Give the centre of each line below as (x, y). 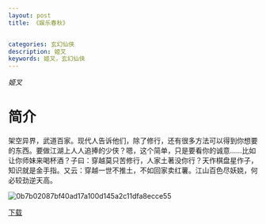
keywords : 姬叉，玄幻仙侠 (47, 59)
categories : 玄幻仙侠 (42, 44)
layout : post (30, 15)
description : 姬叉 (37, 51)
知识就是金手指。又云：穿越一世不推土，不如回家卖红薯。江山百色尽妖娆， (129, 170)
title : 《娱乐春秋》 (38, 23)
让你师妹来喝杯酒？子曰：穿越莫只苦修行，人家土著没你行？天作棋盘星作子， (133, 161)
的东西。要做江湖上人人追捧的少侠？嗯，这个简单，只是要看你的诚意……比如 (132, 150)
